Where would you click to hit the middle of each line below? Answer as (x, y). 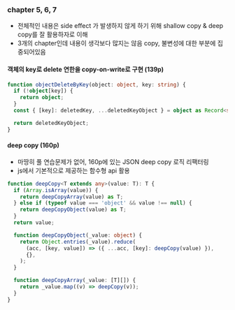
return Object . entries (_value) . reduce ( (78, 242)
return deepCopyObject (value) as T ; (73, 210)
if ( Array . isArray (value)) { (56, 190)
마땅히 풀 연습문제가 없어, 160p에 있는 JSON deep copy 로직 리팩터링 (113, 161)
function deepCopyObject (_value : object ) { (78, 235)
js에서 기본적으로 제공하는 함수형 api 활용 (74, 170)
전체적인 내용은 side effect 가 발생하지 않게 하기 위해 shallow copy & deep (120, 26)
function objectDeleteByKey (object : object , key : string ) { (97, 84)
